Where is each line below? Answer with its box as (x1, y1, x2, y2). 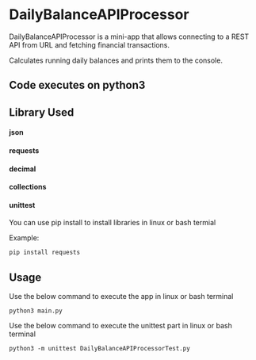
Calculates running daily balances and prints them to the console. (9, 56, 223, 65)
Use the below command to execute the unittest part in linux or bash (9, 320, 232, 330)
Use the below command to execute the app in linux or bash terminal (9, 291, 234, 301)
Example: (9, 233, 40, 243)
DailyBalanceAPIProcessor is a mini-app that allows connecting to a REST (9, 32, 250, 41)
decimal (9, 164, 36, 174)
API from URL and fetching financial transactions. (9, 40, 170, 49)
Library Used (9, 105, 75, 119)
